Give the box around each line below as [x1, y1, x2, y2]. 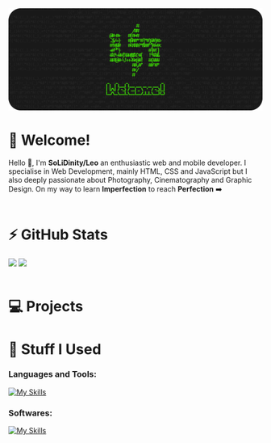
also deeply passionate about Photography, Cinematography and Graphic [8, 175, 252, 185]
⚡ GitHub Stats [8, 226, 109, 244]
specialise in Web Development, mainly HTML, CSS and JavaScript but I [8, 167, 248, 176]
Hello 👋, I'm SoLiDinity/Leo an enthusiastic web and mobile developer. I [8, 158, 247, 168]
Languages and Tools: [8, 369, 97, 380]
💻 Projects [8, 297, 83, 316]
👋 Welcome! [8, 131, 91, 150]
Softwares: [8, 407, 52, 419]
